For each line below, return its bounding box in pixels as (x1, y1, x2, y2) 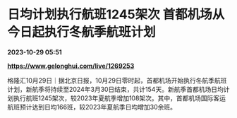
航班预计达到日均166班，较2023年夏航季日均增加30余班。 (7, 102, 177, 111)
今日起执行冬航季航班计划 (7, 24, 157, 40)
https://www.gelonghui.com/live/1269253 (7, 61, 135, 70)
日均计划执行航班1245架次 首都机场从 (7, 6, 225, 23)
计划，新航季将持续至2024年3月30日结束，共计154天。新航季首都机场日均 (7, 85, 224, 93)
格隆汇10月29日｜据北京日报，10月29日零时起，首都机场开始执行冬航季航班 (7, 76, 227, 85)
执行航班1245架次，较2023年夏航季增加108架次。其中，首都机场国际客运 (13, 93, 226, 102)
